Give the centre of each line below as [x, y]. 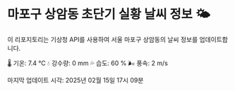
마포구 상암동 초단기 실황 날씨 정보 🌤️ [109, 14]
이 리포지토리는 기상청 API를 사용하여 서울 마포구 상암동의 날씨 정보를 [103, 39]
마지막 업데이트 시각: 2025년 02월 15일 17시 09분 [76, 80]
